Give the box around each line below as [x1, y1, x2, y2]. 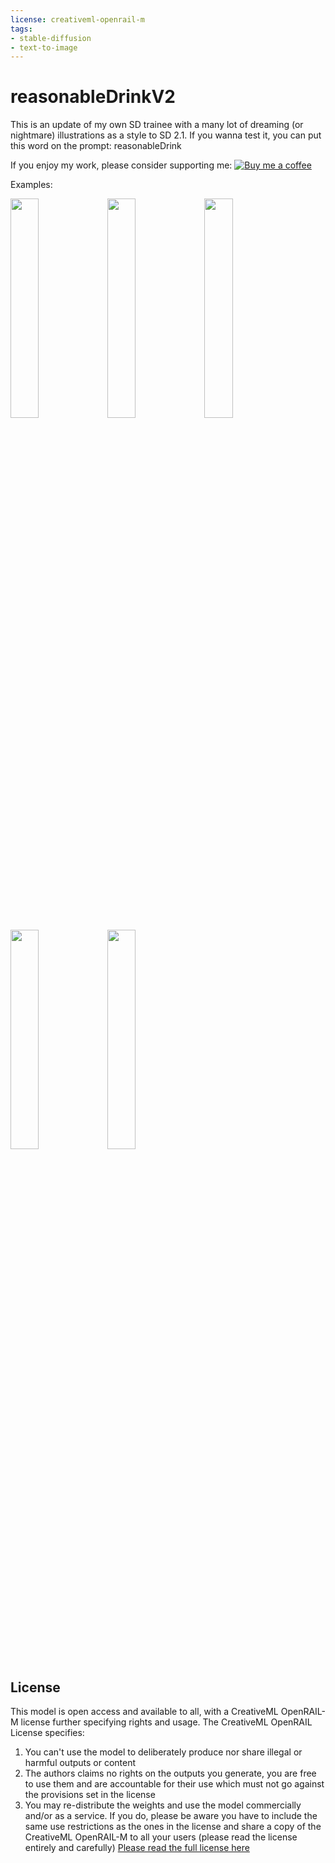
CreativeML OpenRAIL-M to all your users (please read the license [24, 1831, 298, 1843]
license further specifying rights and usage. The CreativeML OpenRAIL [20, 1716, 313, 1728]
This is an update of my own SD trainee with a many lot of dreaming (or [10, 119, 304, 131]
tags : [10, 24, 33, 34]
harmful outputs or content [24, 1757, 137, 1768]
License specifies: [10, 1727, 85, 1738]
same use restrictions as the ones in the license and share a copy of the [24, 1821, 322, 1832]
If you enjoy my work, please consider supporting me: [10, 159, 233, 171]
